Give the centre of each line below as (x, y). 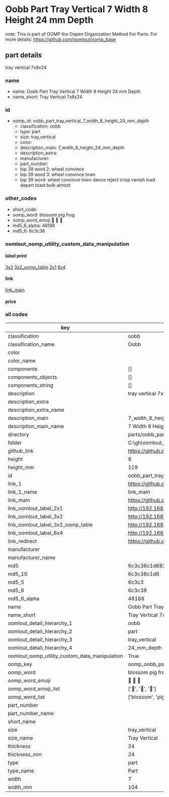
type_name (21, 771)
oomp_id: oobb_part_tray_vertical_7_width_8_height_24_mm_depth (81, 121)
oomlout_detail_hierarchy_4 (40, 648)
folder (15, 443)
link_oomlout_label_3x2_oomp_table (50, 524)
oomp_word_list (26, 697)
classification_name (31, 344)
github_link (21, 451)
